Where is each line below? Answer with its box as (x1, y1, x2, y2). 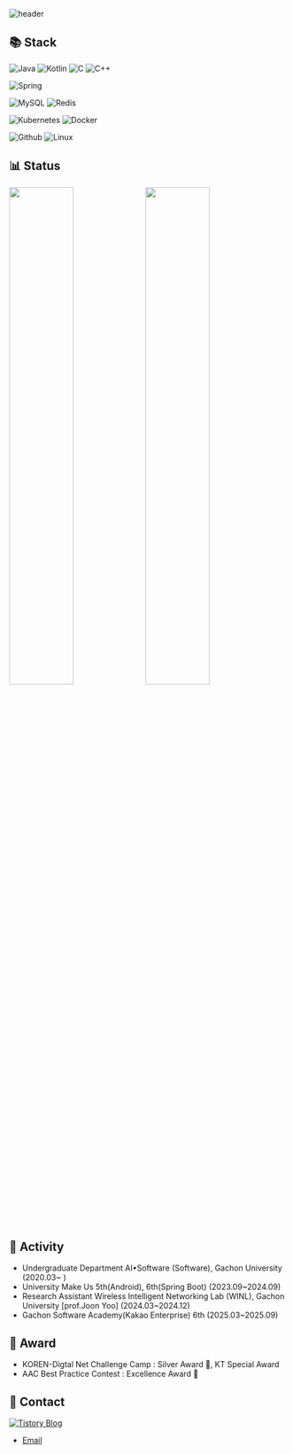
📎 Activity (9, 1240, 65, 1255)
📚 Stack (9, 35, 58, 51)
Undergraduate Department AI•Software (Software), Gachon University (21, 1263, 283, 1273)
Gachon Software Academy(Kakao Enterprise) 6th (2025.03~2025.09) (21, 1310, 279, 1320)
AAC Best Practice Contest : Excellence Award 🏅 (21, 1369, 199, 1380)
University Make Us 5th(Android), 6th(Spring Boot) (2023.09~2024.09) (21, 1281, 281, 1293)
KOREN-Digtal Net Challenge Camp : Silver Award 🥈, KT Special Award (21, 1359, 280, 1370)
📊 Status (9, 159, 61, 174)
